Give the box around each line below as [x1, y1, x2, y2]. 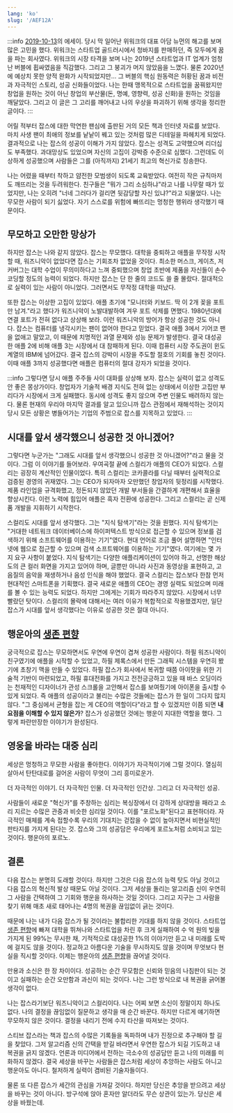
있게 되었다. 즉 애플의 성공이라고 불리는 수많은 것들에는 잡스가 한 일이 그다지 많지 [7, 691, 226, 700]
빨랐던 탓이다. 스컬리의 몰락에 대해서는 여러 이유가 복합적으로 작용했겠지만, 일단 [7, 597, 223, 605]
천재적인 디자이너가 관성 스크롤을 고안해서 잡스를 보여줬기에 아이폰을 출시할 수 [14, 682, 227, 691]
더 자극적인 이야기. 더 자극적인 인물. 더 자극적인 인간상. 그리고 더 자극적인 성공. [7, 783, 220, 792]
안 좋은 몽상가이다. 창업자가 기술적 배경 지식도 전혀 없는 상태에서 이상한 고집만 [7, 383, 219, 391]
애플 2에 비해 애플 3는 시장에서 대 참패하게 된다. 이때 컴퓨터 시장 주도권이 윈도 [14, 341, 226, 350]
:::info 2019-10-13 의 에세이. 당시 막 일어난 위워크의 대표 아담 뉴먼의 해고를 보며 [7, 36, 222, 45]
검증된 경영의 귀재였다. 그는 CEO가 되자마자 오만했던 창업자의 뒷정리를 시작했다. [7, 478, 224, 486]
